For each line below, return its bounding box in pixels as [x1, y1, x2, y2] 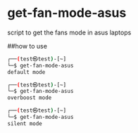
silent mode [7, 120, 42, 127]
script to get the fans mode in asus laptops [7, 28, 132, 37]
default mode [7, 68, 46, 75]
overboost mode [7, 94, 52, 101]
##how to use [7, 42, 48, 50]
